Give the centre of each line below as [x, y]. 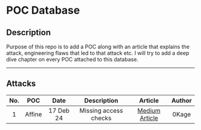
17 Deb [59, 110]
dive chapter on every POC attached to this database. [72, 59]
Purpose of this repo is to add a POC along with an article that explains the [98, 47]
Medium [149, 110]
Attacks [21, 84]
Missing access [101, 110]
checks [101, 118]
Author [182, 100]
